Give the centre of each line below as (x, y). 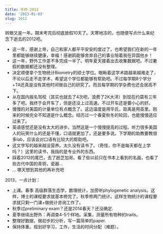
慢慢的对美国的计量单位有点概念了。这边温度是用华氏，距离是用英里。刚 (84, 109)
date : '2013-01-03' (25, 14)
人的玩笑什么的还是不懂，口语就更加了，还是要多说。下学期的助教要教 (82, 134)
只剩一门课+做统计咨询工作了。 (52, 202)
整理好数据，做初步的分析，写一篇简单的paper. (59, 221)
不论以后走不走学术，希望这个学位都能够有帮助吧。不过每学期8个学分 (82, 79)
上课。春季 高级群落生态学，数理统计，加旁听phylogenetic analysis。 (81, 190)
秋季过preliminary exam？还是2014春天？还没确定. (63, 209)
